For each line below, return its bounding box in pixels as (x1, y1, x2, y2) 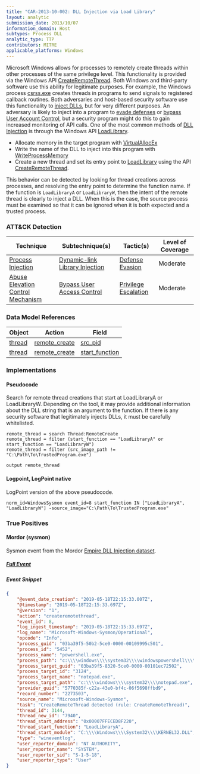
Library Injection (58, 263, 105, 272)
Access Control (58, 288, 102, 296)
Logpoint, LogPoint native (6, 475, 71, 483)
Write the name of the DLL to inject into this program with (14, 145, 156, 152)
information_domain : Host (6, 25, 70, 32)
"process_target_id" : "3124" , (17, 668, 92, 675)
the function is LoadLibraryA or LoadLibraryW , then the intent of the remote (6, 189, 188, 196)
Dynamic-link (58, 256, 98, 264)
